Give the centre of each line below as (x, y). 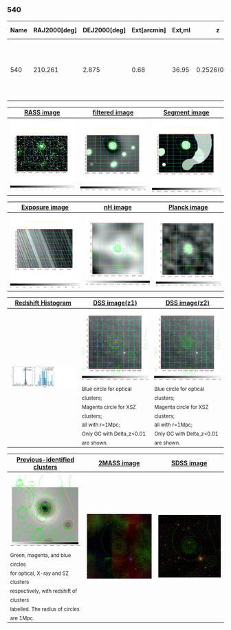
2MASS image (119, 463)
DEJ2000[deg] (104, 30)
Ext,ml (181, 30)
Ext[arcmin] (149, 30)
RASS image (42, 112)
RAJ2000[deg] (55, 30)
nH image (118, 207)
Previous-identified (45, 459)
